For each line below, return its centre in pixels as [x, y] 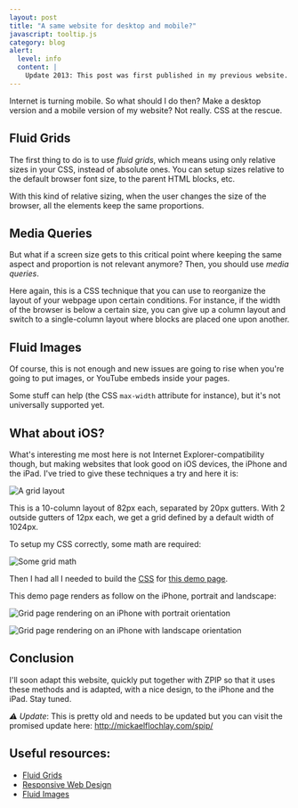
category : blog [37, 42]
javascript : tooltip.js [53, 34]
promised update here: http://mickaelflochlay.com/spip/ [111, 725]
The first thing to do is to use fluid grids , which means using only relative [142, 159]
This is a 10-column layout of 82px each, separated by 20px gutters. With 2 [147, 508]
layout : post [33, 17]
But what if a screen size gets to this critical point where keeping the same [145, 255]
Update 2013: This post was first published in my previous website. [157, 76]
